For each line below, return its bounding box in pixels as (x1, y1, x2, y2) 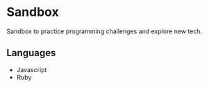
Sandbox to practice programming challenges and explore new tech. (6, 27, 203, 35)
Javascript (16, 65, 47, 73)
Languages (6, 47, 56, 59)
